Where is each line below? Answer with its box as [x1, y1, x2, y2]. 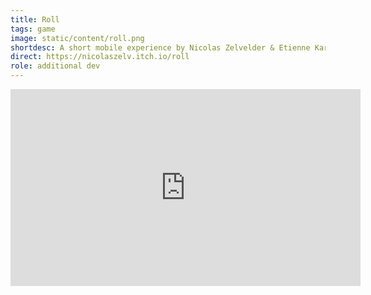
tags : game [10, 24, 56, 34]
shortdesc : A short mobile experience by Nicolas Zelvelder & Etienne [10, 42, 311, 53]
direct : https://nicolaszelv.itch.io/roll [10, 52, 190, 62]
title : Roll [10, 14, 60, 25]
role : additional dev [10, 61, 101, 71]
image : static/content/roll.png [10, 33, 145, 43]
